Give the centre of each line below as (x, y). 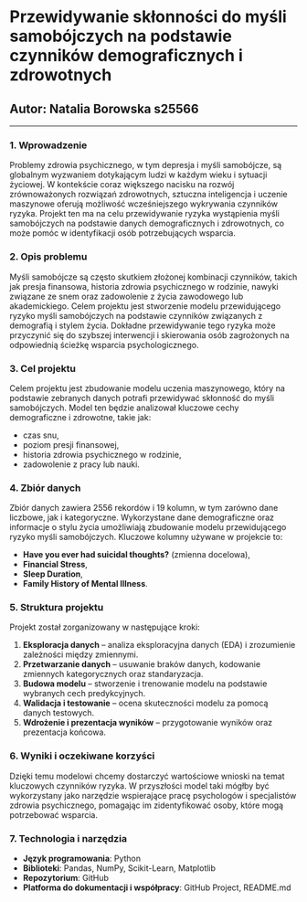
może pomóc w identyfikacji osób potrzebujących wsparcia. (122, 233)
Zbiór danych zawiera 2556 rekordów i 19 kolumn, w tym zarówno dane (144, 508)
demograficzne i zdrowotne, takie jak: (80, 417)
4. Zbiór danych (45, 488)
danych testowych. (58, 713)
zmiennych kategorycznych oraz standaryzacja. (113, 674)
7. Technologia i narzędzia (69, 838)
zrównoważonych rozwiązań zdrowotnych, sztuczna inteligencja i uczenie (148, 195)
